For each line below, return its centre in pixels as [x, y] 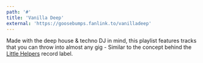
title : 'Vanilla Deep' [35, 18]
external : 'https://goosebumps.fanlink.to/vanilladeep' [79, 23]
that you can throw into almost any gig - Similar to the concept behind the [99, 47]
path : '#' [19, 12]
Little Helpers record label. [40, 54]
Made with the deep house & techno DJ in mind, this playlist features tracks [102, 41]
